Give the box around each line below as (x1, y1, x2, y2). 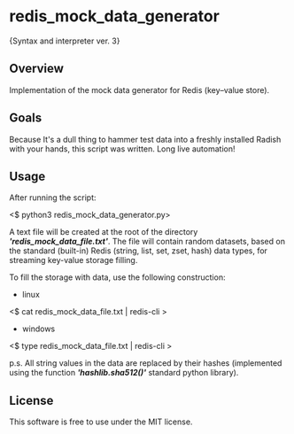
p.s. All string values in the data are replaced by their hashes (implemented (9, 358, 282, 368)
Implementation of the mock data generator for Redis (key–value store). (9, 84, 270, 95)
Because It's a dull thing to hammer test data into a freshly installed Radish (9, 134, 282, 144)
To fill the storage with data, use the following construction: (9, 272, 226, 283)
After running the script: (9, 192, 97, 203)
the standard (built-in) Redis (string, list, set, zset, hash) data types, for (9, 245, 268, 256)
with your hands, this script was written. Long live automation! (9, 143, 236, 154)
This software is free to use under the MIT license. (9, 416, 193, 427)
